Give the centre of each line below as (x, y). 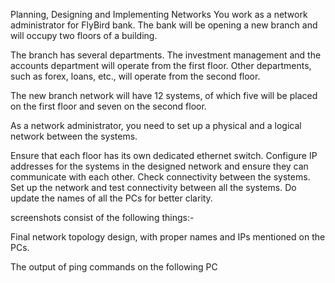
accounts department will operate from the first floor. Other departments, (161, 65)
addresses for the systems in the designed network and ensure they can (159, 166)
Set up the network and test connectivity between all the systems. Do (153, 187)
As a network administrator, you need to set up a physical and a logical (156, 125)
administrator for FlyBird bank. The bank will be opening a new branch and (164, 25)
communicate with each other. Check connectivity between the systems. (160, 177)
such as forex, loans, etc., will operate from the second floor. (135, 76)
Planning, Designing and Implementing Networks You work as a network (159, 14)
